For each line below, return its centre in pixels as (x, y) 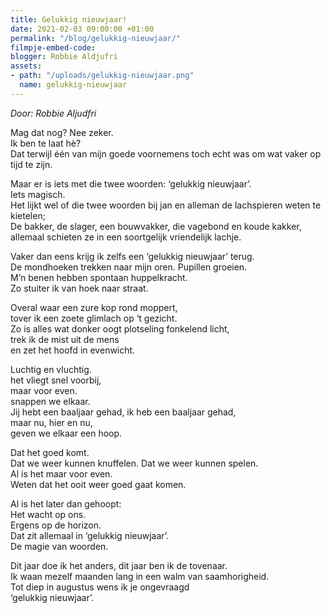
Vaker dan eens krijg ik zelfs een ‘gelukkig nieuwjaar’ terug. (132, 256)
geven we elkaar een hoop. (66, 433)
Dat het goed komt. (50, 452)
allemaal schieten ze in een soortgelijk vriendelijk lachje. (126, 237)
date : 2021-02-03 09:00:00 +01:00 (82, 29)
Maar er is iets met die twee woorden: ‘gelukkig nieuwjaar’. (131, 183)
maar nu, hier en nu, (51, 422)
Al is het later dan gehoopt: (66, 503)
